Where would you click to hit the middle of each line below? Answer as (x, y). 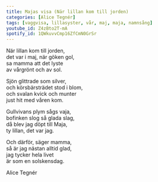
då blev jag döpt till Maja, (37, 124)
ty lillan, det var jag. (30, 131)
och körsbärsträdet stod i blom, (45, 87)
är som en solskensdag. (35, 161)
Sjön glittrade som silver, (36, 81)
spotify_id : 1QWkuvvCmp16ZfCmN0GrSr (51, 34)
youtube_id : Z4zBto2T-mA (37, 28)
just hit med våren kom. (35, 100)
